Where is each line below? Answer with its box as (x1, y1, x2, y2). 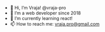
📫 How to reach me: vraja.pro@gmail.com (10, 21, 100, 27)
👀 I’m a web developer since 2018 (10, 10, 81, 16)
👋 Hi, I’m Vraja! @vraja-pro (10, 5, 66, 10)
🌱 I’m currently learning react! (10, 15, 73, 21)
